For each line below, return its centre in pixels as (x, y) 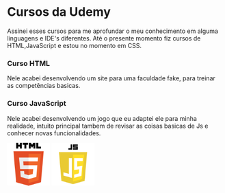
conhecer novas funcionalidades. (54, 133)
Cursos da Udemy (59, 12)
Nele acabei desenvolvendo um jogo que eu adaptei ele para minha (102, 118)
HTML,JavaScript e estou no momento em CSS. (75, 45)
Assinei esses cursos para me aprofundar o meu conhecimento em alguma (113, 31)
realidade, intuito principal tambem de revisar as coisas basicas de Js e (108, 126)
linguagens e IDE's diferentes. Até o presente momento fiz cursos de (104, 38)
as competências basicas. (44, 86)
